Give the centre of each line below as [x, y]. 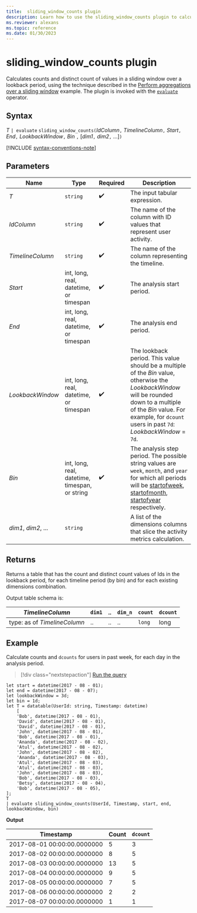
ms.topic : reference [31, 28]
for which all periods [158, 478]
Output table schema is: [35, 598]
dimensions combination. [36, 586]
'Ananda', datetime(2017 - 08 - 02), [63, 742]
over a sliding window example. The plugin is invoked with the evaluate [92, 91]
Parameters [28, 166]
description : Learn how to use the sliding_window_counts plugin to [91, 17]
